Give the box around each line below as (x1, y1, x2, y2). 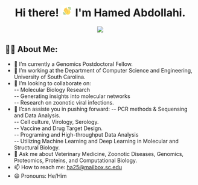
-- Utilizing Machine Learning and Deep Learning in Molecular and (13, 137, 179, 144)
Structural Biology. (13, 144, 60, 151)
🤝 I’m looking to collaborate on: (13, 79, 91, 86)
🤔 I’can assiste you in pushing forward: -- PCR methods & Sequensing (13, 105, 188, 112)
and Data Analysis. (13, 111, 61, 119)
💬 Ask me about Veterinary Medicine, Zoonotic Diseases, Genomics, (13, 150, 184, 157)
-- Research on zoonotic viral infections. (13, 99, 115, 106)
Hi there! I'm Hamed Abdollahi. (14, 6, 186, 20)
